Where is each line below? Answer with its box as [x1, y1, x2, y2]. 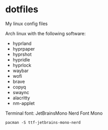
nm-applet [12, 100, 35, 106]
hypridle [12, 56, 31, 62]
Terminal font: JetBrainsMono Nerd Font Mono [5, 110, 103, 116]
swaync [12, 89, 30, 95]
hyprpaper [12, 46, 35, 52]
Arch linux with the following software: [5, 30, 86, 36]
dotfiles [5, 4, 39, 15]
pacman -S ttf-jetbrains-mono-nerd [5, 120, 81, 125]
